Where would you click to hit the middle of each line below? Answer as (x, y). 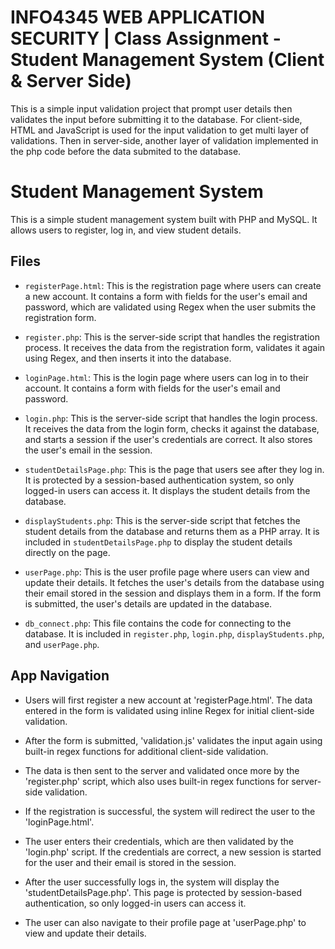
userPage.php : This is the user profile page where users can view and (167, 572)
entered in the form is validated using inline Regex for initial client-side (169, 710)
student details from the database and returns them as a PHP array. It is (172, 531)
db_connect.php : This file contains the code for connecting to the (158, 623)
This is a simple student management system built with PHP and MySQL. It (164, 219)
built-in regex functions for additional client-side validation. (146, 751)
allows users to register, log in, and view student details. (126, 230)
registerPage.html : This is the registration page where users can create (173, 285)
